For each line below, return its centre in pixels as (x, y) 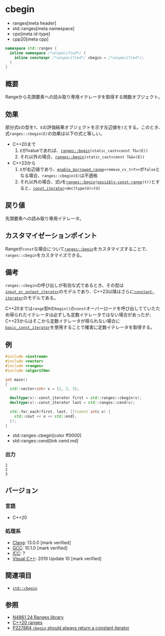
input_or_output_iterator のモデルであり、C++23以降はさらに (70, 291)
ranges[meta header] (34, 23)
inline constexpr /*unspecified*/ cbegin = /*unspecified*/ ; (79, 58)
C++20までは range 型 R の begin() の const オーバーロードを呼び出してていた (80, 308)
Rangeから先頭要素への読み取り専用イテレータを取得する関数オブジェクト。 (84, 97)
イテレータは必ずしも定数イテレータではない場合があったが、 (90, 315)
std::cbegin (25, 588)
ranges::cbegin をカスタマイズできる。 (45, 255)
